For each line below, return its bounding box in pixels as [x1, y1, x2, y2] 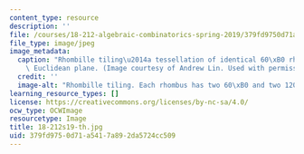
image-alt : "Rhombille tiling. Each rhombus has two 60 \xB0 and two [17, 81, 281, 90]
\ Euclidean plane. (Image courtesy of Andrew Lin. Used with [25, 64, 265, 73]
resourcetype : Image [9, 114, 88, 123]
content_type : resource [9, 13, 100, 23]
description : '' [9, 22, 71, 31]
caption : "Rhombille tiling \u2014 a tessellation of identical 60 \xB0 [17, 55, 285, 64]
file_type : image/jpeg [9, 38, 95, 48]
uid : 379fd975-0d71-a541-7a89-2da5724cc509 [9, 131, 176, 140]
